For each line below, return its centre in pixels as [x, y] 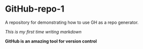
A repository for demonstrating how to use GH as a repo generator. [72, 22]
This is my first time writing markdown [43, 32]
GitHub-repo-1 [35, 9]
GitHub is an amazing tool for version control [51, 41]
